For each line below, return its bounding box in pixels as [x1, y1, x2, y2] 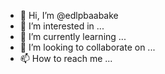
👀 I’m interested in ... [19, 20, 105, 32]
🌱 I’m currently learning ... [19, 31, 127, 42]
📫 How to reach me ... [19, 53, 113, 64]
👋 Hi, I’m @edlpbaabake [19, 10, 119, 21]
